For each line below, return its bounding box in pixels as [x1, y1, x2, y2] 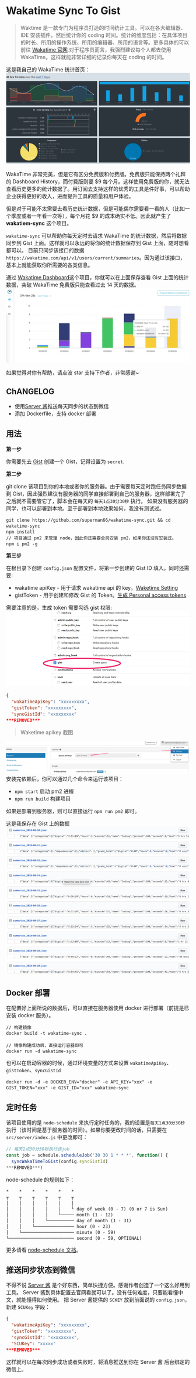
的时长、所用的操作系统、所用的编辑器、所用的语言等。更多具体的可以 [20, 39, 190, 46]
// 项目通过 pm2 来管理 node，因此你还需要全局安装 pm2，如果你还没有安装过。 [6, 535, 177, 541]
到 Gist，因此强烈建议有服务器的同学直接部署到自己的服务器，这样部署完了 [6, 490, 185, 497]
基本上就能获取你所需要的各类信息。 [6, 262, 93, 269]
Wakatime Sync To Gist [6, 4, 121, 18]
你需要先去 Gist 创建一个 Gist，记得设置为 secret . [6, 458, 125, 465]
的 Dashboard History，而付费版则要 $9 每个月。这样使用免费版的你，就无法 [6, 178, 190, 185]
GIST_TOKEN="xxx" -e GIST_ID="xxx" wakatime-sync [6, 1085, 129, 1091]
